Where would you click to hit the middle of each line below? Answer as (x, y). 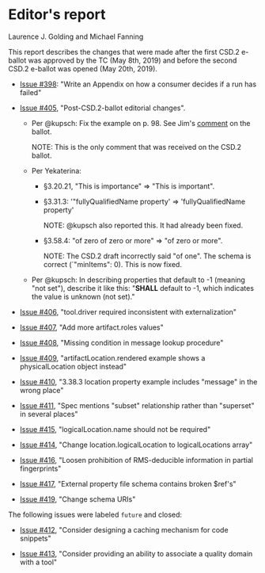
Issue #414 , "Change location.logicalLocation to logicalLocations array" (136, 445)
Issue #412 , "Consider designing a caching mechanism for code (124, 529)
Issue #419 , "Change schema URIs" (78, 499)
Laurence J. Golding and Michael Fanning (76, 36)
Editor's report (57, 15)
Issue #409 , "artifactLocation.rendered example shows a (112, 357)
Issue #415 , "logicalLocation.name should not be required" (115, 429)
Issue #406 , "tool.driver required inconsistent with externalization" (128, 311)
